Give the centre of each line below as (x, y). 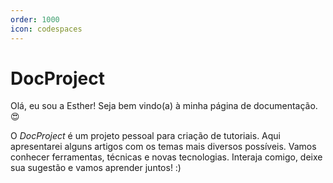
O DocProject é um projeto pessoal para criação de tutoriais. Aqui (145, 136)
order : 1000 (35, 19)
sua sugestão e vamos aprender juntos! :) (96, 168)
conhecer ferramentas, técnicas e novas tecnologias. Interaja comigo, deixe (166, 157)
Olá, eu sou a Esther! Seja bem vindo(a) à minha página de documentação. (164, 106)
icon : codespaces (46, 29)
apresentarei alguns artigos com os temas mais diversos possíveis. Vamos (163, 147)
